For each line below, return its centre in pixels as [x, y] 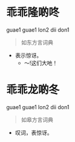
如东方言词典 [37, 42]
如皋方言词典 [37, 119]
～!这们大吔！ [41, 63]
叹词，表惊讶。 [34, 132]
